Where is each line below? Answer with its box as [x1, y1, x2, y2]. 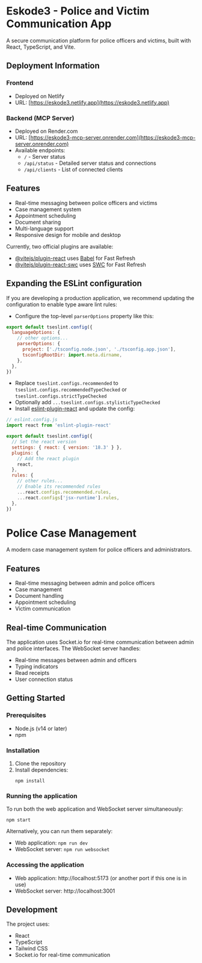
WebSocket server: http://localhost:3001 [14, 887, 115, 894]
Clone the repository [14, 760, 66, 767]
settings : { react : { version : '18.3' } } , [11, 444, 122, 451]
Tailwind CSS [14, 945, 48, 952]
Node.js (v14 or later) [14, 725, 67, 732]
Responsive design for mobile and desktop [14, 231, 121, 238]
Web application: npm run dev [14, 839, 88, 846]
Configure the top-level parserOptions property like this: [14, 312, 155, 319]
